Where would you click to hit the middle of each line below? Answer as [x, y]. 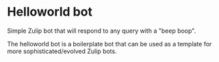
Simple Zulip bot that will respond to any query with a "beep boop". [102, 31]
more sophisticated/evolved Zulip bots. [62, 51]
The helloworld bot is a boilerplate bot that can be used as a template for [109, 44]
